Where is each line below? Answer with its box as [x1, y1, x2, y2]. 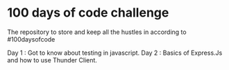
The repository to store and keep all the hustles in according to [7, 28, 187, 36]
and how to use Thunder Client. [7, 55, 97, 64]
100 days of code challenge [7, 5, 169, 21]
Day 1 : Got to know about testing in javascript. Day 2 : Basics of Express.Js [7, 49, 223, 57]
